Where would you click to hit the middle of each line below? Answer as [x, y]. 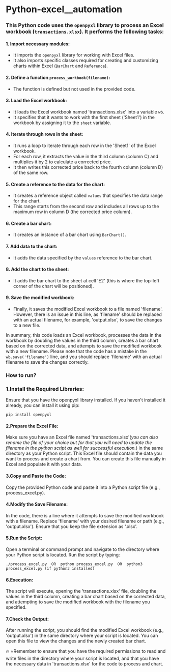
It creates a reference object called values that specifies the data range [88, 196]
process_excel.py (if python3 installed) [50, 568]
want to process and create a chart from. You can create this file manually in [86, 459]
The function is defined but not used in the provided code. [74, 89]
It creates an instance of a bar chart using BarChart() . [70, 235]
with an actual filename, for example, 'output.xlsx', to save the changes [88, 319]
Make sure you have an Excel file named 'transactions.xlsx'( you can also [82, 437]
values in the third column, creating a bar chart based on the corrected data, [86, 597]
